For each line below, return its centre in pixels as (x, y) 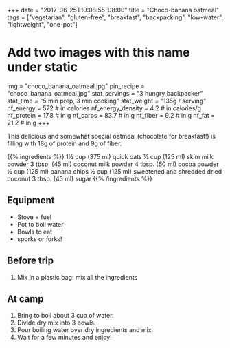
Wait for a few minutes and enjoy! (64, 338)
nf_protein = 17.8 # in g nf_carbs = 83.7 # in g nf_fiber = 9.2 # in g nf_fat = (111, 115)
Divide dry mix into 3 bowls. (56, 323)
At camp (25, 299)
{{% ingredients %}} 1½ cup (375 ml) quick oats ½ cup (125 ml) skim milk (110, 156)
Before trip (30, 261)
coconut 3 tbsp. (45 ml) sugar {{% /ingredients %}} (80, 178)
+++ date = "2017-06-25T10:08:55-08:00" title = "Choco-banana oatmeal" (113, 10)
